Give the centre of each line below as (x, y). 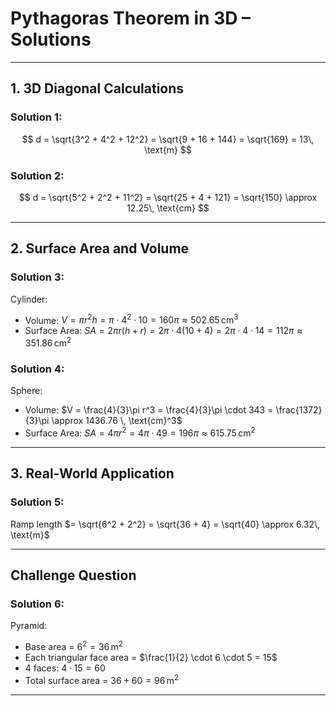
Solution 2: (37, 175)
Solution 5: (37, 502)
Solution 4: (37, 369)
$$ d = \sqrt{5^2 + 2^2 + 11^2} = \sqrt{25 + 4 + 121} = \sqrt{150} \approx (168, 197)
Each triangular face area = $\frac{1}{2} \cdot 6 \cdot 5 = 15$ (151, 657)
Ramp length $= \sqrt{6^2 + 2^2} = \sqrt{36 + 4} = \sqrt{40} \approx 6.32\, (165, 524)
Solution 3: (37, 277)
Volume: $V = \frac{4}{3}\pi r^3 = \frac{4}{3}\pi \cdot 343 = (149, 410)
